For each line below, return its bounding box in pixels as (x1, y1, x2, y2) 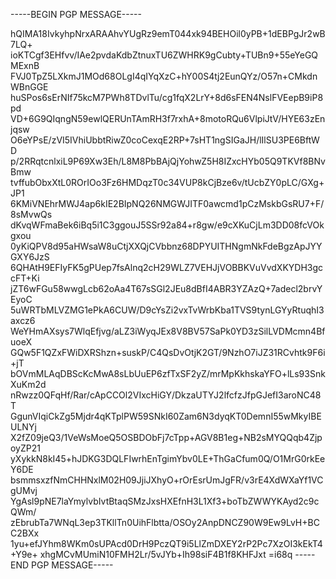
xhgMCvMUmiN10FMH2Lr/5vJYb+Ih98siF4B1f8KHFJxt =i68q (39, 549, 293, 560)
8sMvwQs (10, 209, 53, 220)
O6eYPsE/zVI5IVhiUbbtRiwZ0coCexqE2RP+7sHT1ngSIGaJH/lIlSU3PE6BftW (10, 134, 320, 146)
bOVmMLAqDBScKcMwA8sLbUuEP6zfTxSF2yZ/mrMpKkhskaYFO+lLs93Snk (10, 368, 326, 379)
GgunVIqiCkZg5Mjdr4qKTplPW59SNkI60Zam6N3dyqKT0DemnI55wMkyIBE (10, 410, 322, 422)
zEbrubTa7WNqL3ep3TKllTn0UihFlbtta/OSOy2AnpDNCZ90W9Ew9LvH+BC (10, 517, 320, 528)
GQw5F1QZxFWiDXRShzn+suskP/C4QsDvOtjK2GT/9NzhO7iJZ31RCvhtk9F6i (10, 347, 326, 358)
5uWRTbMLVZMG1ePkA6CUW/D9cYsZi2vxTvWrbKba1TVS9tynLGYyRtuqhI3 (10, 304, 325, 316)
